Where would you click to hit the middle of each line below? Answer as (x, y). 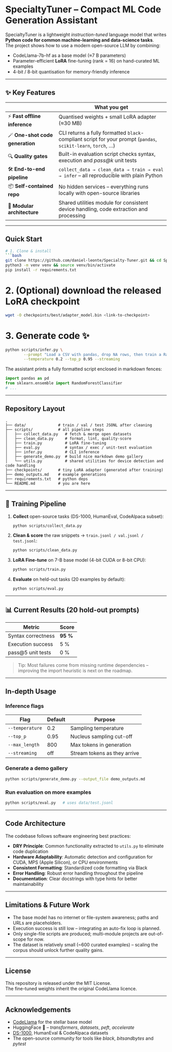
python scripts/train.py (39, 570)
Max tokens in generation (101, 745)
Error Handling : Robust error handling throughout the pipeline (78, 873)
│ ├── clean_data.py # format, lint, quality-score (68, 439)
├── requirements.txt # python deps (47, 479)
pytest (19, 1044)
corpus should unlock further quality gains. (58, 950)
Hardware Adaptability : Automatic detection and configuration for (83, 857)
